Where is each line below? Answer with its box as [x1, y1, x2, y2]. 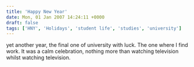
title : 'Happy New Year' [6, 8, 68, 15]
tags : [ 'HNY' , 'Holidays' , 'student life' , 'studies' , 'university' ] [6, 25, 182, 31]
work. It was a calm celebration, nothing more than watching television [6, 48, 179, 55]
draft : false [6, 20, 39, 25]
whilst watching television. [6, 54, 71, 61]
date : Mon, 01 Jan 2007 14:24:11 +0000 [6, 14, 105, 20]
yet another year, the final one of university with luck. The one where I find [6, 42, 189, 49]
